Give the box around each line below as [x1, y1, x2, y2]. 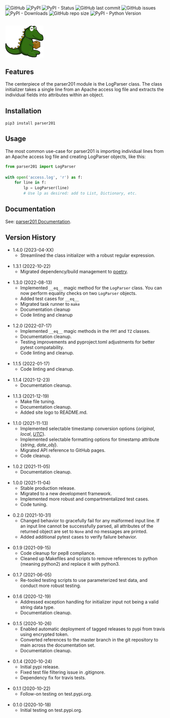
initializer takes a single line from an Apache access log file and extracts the [5, 87, 164, 93]
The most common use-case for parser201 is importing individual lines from [5, 148, 164, 154]
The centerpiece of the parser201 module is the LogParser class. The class [5, 81, 162, 87]
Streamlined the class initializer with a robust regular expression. [20, 252, 156, 258]
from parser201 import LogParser [5, 164, 76, 169]
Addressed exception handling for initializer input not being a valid [20, 599, 159, 605]
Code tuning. [20, 501, 48, 507]
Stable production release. [20, 485, 76, 491]
